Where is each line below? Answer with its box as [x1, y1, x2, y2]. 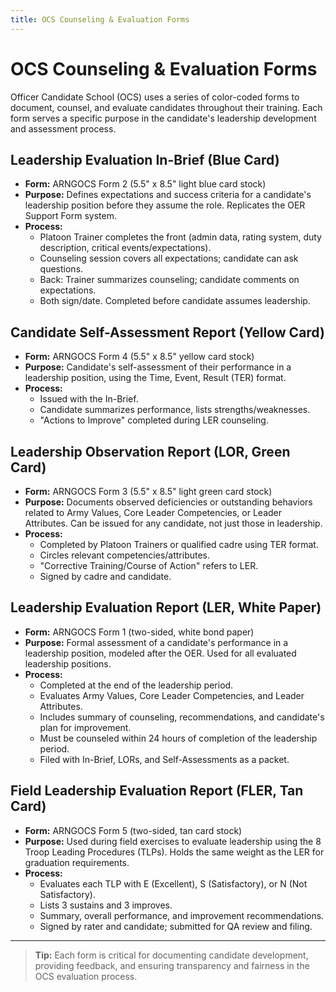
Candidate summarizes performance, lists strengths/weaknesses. [39, 404, 311, 416]
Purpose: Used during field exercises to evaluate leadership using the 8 [24, 835, 322, 847]
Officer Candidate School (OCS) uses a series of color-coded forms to [10, 91, 300, 103]
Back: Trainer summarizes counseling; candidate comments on [39, 274, 300, 286]
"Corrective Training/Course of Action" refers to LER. [39, 560, 259, 571]
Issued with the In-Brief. [39, 393, 139, 405]
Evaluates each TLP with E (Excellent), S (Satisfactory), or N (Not [39, 877, 308, 890]
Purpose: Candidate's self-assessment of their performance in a [24, 361, 292, 373]
